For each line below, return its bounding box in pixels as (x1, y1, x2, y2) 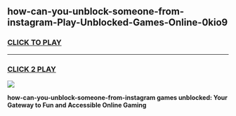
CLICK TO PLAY (7, 38, 62, 48)
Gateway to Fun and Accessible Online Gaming (7, 101, 147, 109)
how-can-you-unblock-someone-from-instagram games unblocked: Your (7, 93, 228, 101)
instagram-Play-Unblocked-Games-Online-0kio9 (7, 17, 228, 29)
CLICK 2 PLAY (7, 64, 56, 74)
